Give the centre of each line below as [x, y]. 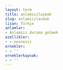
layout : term [18, 10]
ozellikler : [17, 37]
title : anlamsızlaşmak [28, 14]
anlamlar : [15, 28]
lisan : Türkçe [20, 23]
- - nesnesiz [18, 42]
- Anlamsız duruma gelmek [31, 33]
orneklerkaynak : [22, 55]
